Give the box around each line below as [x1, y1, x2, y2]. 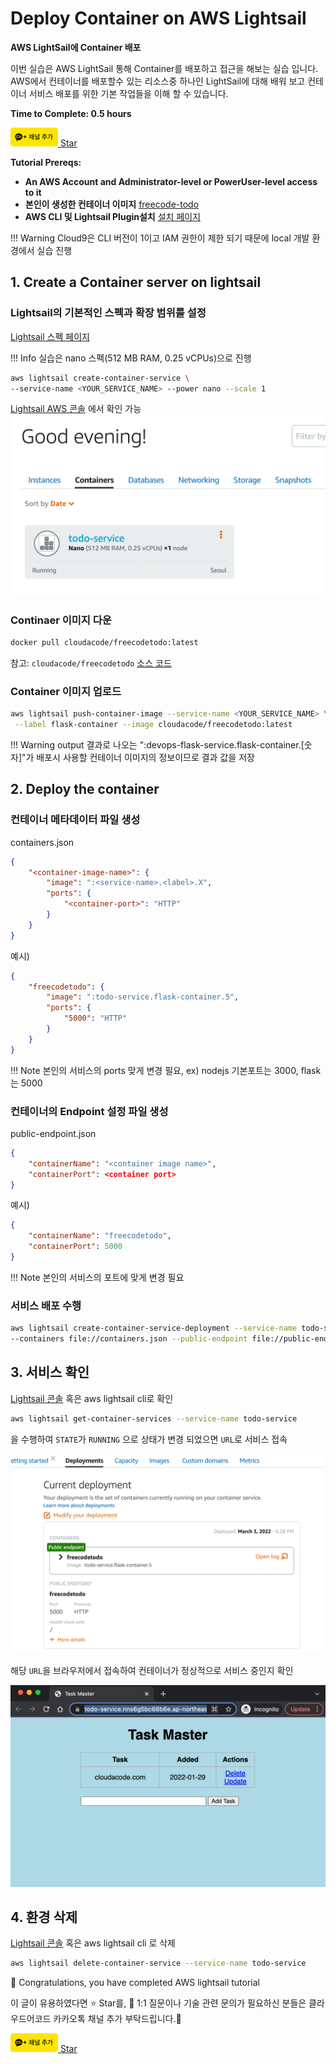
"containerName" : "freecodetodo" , [28, 1231, 172, 1241]
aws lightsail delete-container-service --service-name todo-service [10, 1958, 307, 1969]
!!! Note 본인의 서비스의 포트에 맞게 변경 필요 [10, 1271, 185, 1283]
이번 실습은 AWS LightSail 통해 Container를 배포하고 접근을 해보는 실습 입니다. [10, 62, 319, 74]
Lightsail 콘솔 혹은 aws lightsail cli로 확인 [10, 1392, 174, 1404]
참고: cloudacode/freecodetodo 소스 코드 [10, 657, 172, 669]
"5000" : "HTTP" [63, 1013, 128, 1024]
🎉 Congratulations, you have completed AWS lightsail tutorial [10, 1977, 260, 1989]
